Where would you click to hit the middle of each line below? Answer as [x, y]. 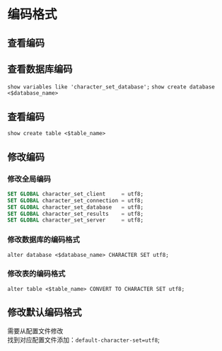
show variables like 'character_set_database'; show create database [111, 87]
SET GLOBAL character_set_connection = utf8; [75, 200]
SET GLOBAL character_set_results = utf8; [75, 214]
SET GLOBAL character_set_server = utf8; [75, 220]
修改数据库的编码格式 [43, 240]
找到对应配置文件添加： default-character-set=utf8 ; [84, 340]
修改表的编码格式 [36, 274]
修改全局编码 [29, 179]
